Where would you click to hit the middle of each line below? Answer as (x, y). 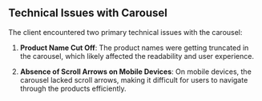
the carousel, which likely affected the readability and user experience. (137, 56)
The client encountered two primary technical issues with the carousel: (125, 32)
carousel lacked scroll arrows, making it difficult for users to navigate (134, 80)
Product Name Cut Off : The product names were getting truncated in (134, 48)
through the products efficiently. (73, 88)
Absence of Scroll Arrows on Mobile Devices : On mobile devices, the (136, 72)
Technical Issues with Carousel (88, 13)
